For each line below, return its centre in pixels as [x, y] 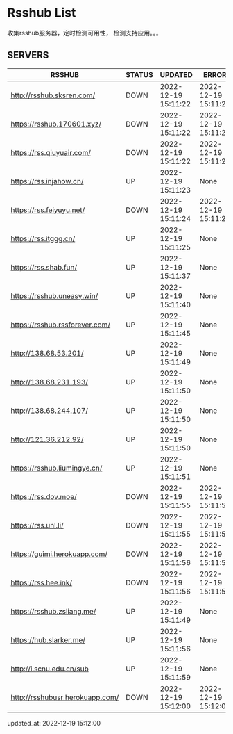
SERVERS [28, 55]
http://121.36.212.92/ [47, 439]
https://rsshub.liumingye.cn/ [57, 468]
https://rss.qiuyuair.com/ [51, 152]
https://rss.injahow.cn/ [47, 181]
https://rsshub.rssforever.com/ [61, 325]
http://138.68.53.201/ [47, 353]
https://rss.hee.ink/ [42, 582]
